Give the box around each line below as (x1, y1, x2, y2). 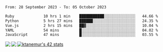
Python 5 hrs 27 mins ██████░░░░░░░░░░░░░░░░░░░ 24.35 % (5, 18, 158, 23)
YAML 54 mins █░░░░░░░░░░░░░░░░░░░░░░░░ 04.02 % (5, 27, 158, 32)
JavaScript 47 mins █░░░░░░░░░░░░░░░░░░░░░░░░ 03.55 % (5, 32, 158, 37)
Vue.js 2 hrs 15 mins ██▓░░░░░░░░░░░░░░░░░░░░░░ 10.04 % (5, 23, 158, 28)
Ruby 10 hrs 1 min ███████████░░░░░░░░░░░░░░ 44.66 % (5, 13, 158, 18)
